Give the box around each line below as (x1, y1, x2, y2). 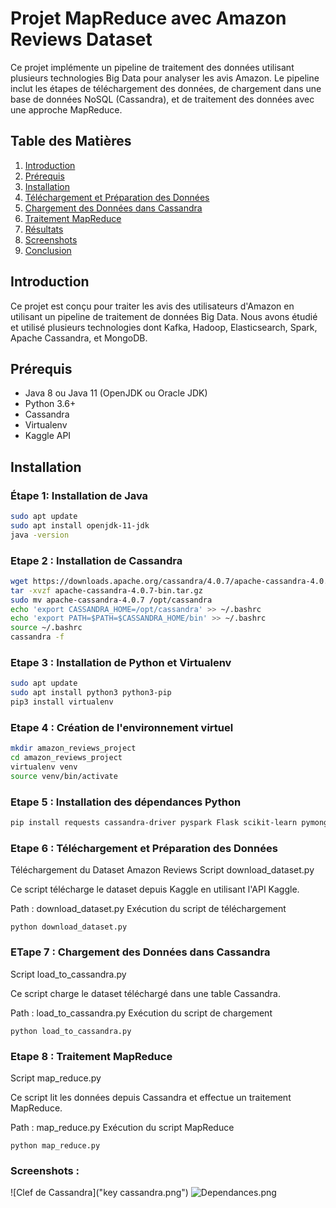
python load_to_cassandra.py (10, 1026, 132, 1036)
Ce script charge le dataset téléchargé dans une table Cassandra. (10, 987, 281, 999)
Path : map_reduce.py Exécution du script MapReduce (10, 1121, 235, 1133)
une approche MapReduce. (10, 103, 123, 116)
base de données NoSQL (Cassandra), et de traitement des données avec (10, 93, 315, 105)
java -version (10, 530, 70, 540)
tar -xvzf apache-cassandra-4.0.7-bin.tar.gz (10, 585, 203, 596)
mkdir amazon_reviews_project (10, 743, 137, 754)
